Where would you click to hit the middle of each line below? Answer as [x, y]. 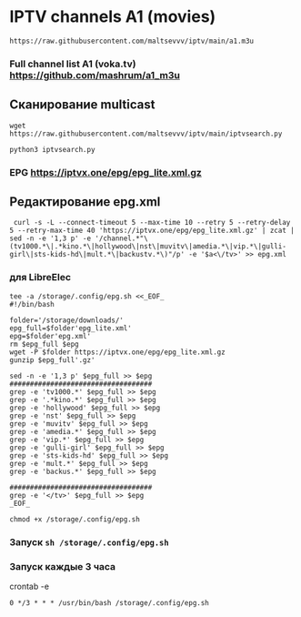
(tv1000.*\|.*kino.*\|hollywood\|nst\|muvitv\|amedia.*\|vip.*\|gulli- [148, 247]
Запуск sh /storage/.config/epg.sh [90, 541]
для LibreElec [40, 278]
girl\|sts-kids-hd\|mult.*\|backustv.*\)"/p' [97, 255]
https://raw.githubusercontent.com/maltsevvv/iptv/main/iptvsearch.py [146, 134]
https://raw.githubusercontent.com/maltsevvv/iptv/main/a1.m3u [132, 41]
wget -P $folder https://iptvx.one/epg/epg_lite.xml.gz [117, 352]
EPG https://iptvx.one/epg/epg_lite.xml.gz [105, 172]
